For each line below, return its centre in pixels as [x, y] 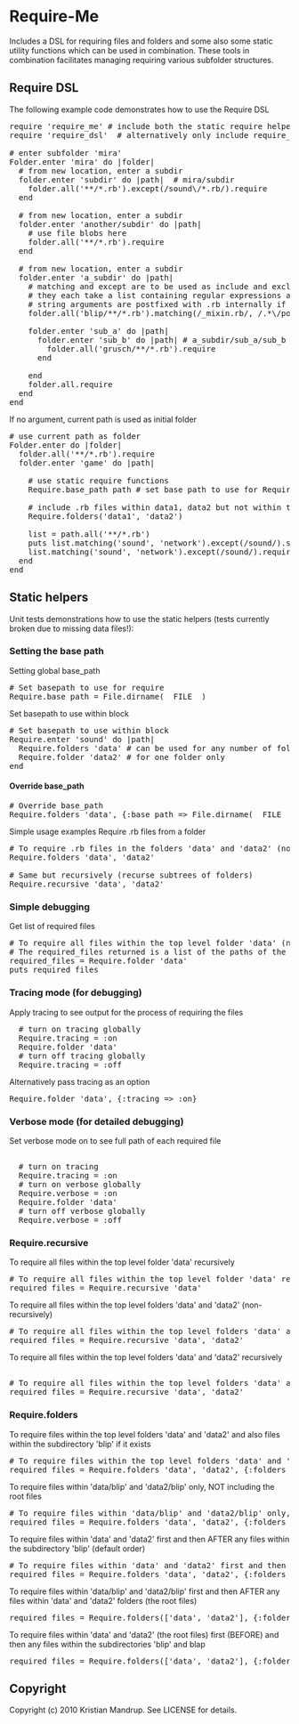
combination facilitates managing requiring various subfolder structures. [141, 60]
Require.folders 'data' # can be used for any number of [145, 748]
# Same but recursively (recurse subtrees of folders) [131, 875]
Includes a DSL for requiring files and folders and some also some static [141, 41]
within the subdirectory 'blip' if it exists [80, 1444]
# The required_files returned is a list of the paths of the [148, 952]
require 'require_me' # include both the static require [136, 126]
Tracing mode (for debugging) [76, 992]
